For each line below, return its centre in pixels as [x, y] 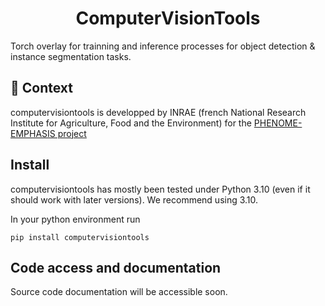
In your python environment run [75, 219]
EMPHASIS [33, 133]
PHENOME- [278, 123]
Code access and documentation [116, 267]
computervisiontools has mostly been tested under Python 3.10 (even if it [160, 189]
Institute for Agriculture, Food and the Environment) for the [131, 123]
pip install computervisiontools [80, 237]
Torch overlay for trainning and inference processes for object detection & [163, 46]
